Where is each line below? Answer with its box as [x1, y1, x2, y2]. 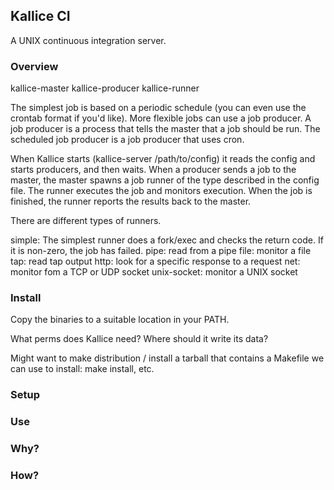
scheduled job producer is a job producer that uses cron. [10, 134, 245, 146]
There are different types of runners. [10, 215, 162, 227]
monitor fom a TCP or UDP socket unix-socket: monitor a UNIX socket [10, 266, 298, 278]
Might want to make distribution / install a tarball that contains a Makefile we [10, 352, 325, 364]
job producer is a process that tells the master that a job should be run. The [10, 123, 321, 135]
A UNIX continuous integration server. [10, 34, 167, 46]
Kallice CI [10, 8, 71, 25]
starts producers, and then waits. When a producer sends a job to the [10, 164, 297, 176]
